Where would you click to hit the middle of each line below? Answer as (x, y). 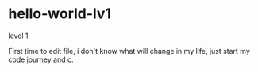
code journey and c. (41, 59)
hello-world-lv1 (60, 14)
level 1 (19, 36)
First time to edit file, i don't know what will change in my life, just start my (129, 51)
